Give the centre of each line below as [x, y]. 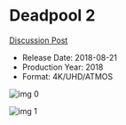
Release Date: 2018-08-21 [70, 57]
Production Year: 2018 [63, 67]
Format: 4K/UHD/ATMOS [67, 76]
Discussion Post [39, 40]
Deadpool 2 [52, 16]
